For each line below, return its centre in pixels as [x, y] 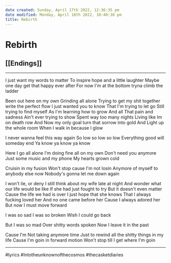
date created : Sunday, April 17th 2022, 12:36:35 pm [62, 10]
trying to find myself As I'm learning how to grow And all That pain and [79, 112]
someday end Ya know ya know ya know [48, 143]
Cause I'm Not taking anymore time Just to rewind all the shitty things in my [84, 235]
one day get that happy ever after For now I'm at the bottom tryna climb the [84, 86]
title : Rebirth [21, 19]
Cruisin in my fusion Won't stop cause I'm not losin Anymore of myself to [82, 168]
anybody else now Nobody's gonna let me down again [62, 174]
